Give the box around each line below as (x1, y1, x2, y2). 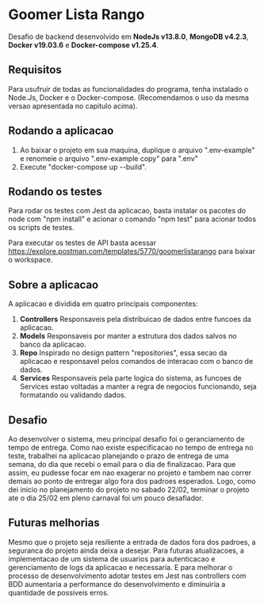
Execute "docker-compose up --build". (19, 162, 147, 171)
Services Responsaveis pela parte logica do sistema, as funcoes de (19, 373, 242, 383)
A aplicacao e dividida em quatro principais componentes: (8, 299, 198, 308)
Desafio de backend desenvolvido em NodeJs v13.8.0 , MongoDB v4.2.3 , (8, 32, 249, 41)
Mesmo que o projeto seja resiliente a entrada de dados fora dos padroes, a (8, 537, 256, 546)
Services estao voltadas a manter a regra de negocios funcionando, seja (19, 382, 257, 392)
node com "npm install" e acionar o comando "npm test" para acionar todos (8, 214, 256, 224)
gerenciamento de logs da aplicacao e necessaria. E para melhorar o (8, 562, 233, 572)
